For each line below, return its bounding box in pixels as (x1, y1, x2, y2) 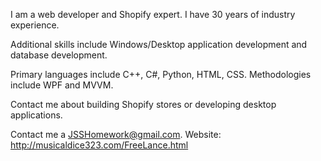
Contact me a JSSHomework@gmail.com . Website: (10, 129, 222, 140)
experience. (10, 19, 60, 31)
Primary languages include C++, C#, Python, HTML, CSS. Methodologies (10, 69, 312, 80)
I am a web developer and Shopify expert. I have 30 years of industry (10, 9, 296, 20)
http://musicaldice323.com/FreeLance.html (10, 139, 189, 151)
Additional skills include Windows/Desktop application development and (10, 39, 308, 50)
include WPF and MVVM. (10, 79, 114, 91)
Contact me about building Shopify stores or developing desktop (10, 99, 277, 110)
